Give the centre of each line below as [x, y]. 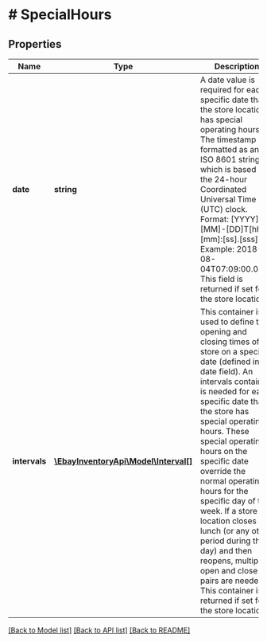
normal [213, 481]
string [66, 189]
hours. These [224, 431]
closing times [225, 342]
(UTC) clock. [224, 209]
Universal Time [228, 199]
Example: [217, 249]
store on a [219, 352]
